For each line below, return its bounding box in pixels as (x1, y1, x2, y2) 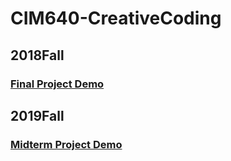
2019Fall (10, 107, 65, 124)
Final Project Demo (10, 77, 105, 91)
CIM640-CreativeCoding (10, 7, 222, 30)
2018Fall (10, 47, 65, 64)
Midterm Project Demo (10, 137, 123, 151)
